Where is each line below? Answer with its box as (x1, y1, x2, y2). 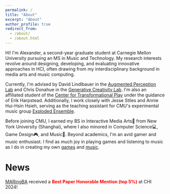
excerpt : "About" (5, 17, 42, 22)
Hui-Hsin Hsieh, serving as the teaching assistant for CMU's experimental (5, 103, 159, 109)
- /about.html (10, 36, 39, 41)
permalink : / (5, 7, 33, 13)
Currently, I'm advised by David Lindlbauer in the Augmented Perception (5, 81, 156, 87)
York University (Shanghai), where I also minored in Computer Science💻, (5, 123, 158, 130)
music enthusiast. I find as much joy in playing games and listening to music (5, 138, 163, 145)
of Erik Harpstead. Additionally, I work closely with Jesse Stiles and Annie (5, 97, 158, 103)
